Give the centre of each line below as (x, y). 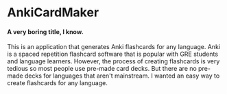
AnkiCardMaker (53, 13)
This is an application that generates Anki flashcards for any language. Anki (114, 47)
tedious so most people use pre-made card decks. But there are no (102, 69)
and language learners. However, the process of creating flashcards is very (113, 61)
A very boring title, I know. (45, 31)
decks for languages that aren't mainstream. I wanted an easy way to (122, 76)
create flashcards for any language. (57, 83)
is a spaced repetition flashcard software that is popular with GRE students (112, 54)
